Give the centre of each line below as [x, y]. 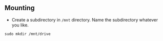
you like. [20, 25]
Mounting [20, 8]
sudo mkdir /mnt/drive [28, 34]
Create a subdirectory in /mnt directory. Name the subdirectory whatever [85, 20]
